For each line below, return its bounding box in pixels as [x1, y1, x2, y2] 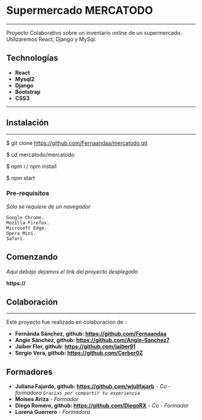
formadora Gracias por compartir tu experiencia [14, 389, 140, 397]
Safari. [6, 235, 26, 241]
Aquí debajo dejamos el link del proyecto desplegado [6, 268, 138, 275]
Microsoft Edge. [6, 225, 47, 231]
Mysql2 [14, 75, 35, 82]
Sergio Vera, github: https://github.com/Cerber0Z [14, 350, 143, 357]
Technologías [6, 53, 58, 63]
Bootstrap [14, 88, 41, 95]
